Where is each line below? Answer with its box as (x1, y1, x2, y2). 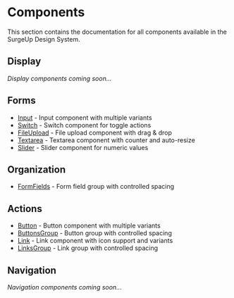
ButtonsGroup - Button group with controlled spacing (17, 229, 173, 237)
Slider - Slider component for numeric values (17, 143, 149, 151)
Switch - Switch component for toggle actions (17, 120, 152, 129)
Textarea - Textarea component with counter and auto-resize (17, 135, 195, 144)
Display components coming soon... (7, 74, 112, 82)
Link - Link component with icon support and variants (17, 237, 173, 245)
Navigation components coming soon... (7, 283, 122, 291)
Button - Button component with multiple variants (17, 221, 161, 230)
